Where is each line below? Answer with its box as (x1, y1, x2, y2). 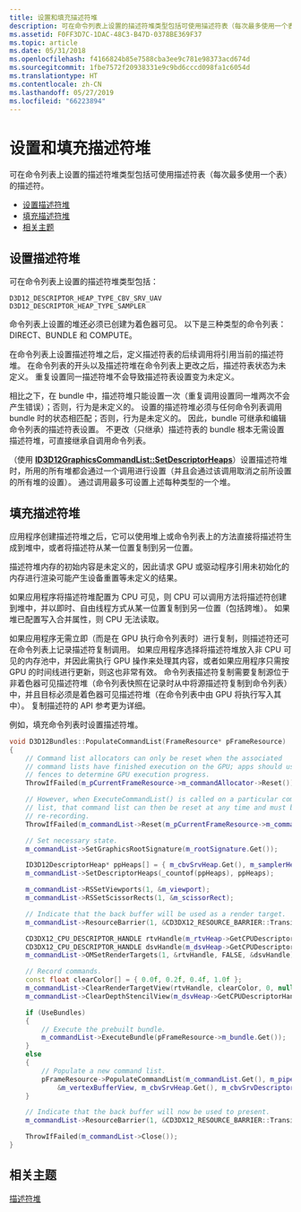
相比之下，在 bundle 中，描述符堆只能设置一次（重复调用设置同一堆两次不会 (9, 391, 291, 402)
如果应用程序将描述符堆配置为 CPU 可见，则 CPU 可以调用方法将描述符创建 (9, 591, 287, 602)
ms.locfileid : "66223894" (9, 96, 106, 106)
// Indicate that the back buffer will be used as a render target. (25, 909, 287, 919)
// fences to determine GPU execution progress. (25, 770, 211, 780)
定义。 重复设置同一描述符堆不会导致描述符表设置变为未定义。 (9, 371, 239, 382)
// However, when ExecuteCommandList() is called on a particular (25, 795, 279, 804)
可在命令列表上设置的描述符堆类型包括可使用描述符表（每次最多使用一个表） (9, 169, 292, 180)
